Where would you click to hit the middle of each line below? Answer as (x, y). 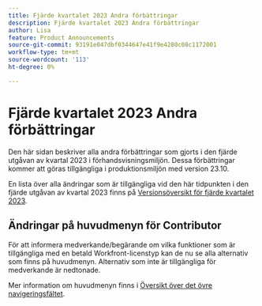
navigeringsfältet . (37, 293)
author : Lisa (30, 30)
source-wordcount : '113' (49, 60)
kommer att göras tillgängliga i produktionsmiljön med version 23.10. (119, 168)
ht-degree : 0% (32, 67)
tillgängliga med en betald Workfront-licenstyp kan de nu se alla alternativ (128, 253)
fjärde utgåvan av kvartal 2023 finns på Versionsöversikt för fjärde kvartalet (131, 192)
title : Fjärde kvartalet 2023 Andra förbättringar (93, 15)
